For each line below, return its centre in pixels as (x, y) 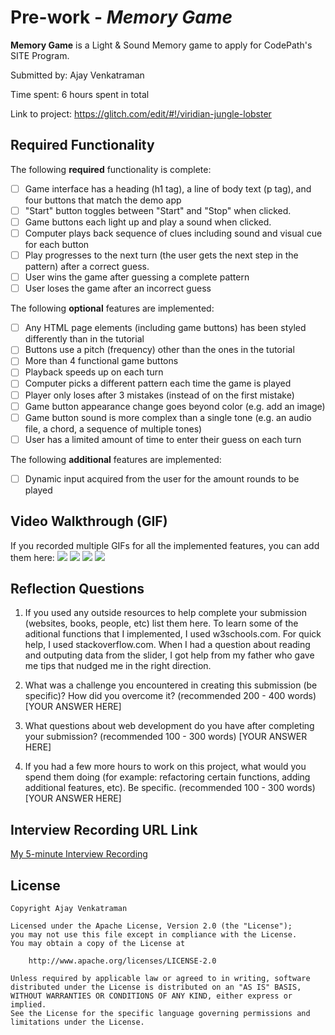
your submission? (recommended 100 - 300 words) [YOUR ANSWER (166, 737)
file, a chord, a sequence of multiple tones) (113, 428)
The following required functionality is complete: (111, 169)
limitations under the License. (77, 1022)
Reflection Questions (77, 589)
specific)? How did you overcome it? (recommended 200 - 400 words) (170, 696)
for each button (57, 244)
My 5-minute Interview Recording (79, 854)
